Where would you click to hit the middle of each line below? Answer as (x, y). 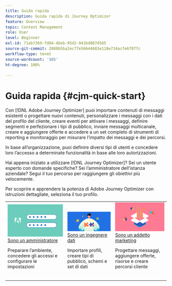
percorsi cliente (131, 267)
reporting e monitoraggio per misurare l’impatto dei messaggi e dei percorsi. (86, 138)
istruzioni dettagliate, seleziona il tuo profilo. (52, 194)
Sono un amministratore (33, 240)
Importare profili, (85, 250)
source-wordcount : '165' (32, 59)
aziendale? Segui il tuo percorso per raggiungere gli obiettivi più (73, 173)
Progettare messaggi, (137, 250)
